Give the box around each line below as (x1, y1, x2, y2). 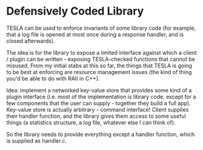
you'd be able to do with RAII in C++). (6, 75, 100, 82)
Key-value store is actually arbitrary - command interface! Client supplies (6, 106, 189, 113)
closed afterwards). (6, 37, 55, 44)
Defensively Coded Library (6, 4, 144, 18)
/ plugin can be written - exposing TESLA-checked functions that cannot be (6, 55, 195, 63)
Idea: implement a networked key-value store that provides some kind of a (6, 86, 192, 94)
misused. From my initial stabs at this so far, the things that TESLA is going (6, 62, 193, 69)
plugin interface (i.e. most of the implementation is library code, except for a (6, 93, 196, 100)
